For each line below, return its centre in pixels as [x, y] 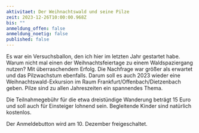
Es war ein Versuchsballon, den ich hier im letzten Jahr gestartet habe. [93, 56]
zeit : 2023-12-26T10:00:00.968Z [46, 17]
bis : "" [16, 23]
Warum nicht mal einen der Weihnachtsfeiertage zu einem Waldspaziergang [99, 63]
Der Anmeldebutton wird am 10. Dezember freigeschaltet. [77, 124]
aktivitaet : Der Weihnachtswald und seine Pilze [68, 12]
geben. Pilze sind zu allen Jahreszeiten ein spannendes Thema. [85, 88]
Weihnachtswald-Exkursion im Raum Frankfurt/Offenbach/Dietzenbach [94, 82]
